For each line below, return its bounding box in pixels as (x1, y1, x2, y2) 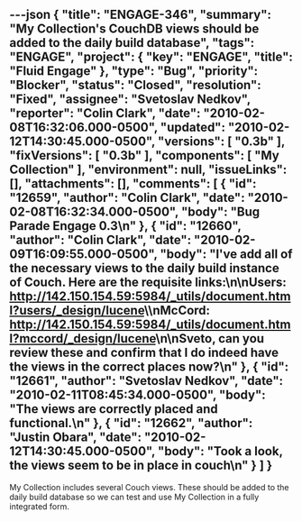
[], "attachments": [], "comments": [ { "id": (9, 176, 257, 192)
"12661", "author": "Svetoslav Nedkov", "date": (9, 373, 284, 388)
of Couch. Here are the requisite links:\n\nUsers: (9, 275, 287, 290)
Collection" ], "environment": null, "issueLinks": (9, 162, 288, 178)
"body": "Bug (180, 205, 261, 220)
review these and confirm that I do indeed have (9, 345, 279, 361)
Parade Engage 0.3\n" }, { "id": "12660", (9, 218, 242, 233)
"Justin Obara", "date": (9, 430, 142, 445)
